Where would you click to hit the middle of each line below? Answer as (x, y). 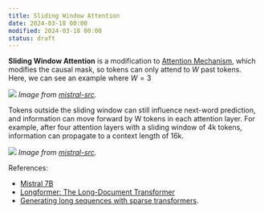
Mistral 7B (37, 184)
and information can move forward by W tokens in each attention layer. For (132, 119)
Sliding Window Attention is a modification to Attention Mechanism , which (132, 61)
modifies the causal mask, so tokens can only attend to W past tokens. (125, 70)
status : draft (32, 38)
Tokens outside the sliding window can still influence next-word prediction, (132, 110)
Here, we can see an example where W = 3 (80, 78)
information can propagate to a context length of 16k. (96, 136)
